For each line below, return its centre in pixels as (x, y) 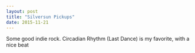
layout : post (22, 11)
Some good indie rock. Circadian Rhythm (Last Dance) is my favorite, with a (98, 39)
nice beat (18, 45)
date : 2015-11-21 (27, 22)
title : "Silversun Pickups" (41, 17)
